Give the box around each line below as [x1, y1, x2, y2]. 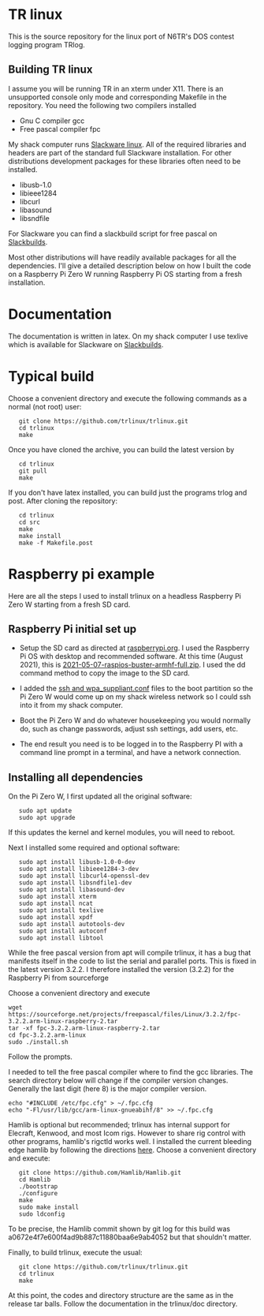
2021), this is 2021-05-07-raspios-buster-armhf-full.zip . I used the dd [19, 660, 246, 670]
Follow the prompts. [8, 1052, 73, 1062]
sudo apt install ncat [18, 899, 93, 908]
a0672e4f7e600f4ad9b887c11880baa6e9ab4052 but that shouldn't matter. [8, 1232, 252, 1242]
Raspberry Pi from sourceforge [8, 973, 109, 983]
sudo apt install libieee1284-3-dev [18, 865, 139, 873]
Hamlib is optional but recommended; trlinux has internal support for [8, 1120, 231, 1130]
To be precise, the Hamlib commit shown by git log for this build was [8, 1224, 231, 1234]
